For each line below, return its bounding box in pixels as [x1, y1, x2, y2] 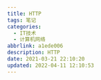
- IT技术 [13, 29, 37, 37]
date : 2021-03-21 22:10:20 [7, 56, 85, 63]
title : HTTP [7, 10, 42, 17]
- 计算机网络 [13, 36, 46, 43]
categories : [7, 23, 42, 30]
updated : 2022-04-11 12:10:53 [7, 62, 95, 69]
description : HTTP [7, 49, 60, 56]
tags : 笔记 [7, 17, 37, 24]
